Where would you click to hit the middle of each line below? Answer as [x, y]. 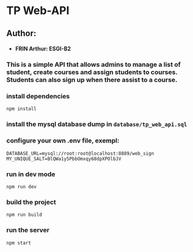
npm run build [24, 215]
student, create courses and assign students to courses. [92, 72]
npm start [19, 243]
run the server [28, 230]
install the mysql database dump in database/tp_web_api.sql [97, 124]
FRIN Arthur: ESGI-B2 [43, 49]
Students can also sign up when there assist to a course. [92, 80]
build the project [31, 202]
